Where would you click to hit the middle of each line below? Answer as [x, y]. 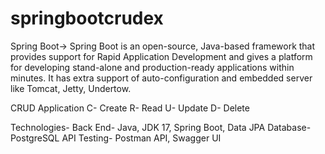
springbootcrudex [87, 18]
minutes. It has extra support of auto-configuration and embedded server [161, 78]
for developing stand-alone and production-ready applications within [152, 67]
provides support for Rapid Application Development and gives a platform [161, 56]
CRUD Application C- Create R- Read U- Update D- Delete [130, 108]
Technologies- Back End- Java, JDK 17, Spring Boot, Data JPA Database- [161, 127]
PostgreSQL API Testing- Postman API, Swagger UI [116, 138]
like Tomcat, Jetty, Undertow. [71, 88]
